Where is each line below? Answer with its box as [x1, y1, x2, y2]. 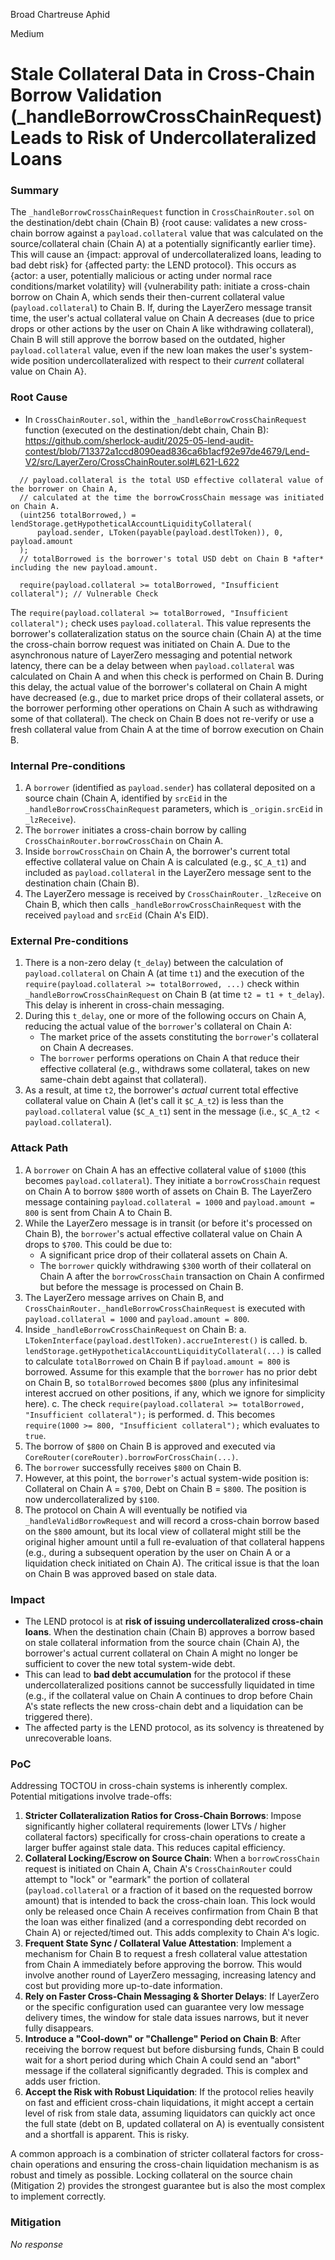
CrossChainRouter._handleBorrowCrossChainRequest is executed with [24, 1302, 306, 1314]
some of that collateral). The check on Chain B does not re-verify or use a [10, 712, 315, 724]
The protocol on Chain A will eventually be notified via [24, 1504, 248, 1516]
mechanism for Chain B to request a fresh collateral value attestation [24, 1948, 308, 1960]
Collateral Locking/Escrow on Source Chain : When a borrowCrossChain [24, 1852, 320, 1864]
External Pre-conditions [10, 934, 129, 948]
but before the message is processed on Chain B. [39, 1280, 244, 1293]
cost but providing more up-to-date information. [24, 1980, 223, 1992]
